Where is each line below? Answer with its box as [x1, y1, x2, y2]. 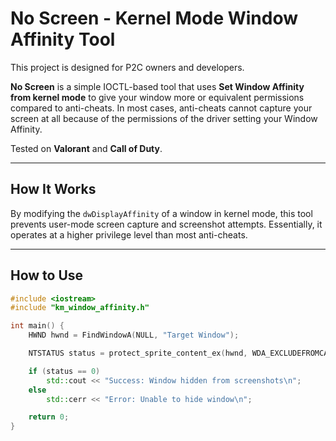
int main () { [10, 321, 65, 331]
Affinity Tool [10, 28, 116, 51]
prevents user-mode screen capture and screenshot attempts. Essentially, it [10, 218, 323, 230]
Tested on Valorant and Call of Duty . [10, 142, 163, 154]
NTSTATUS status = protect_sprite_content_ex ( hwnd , [28, 348, 248, 359]
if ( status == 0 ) [28, 366, 101, 376]
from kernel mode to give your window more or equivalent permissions [10, 91, 305, 103]
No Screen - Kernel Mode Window [10, 7, 299, 30]
